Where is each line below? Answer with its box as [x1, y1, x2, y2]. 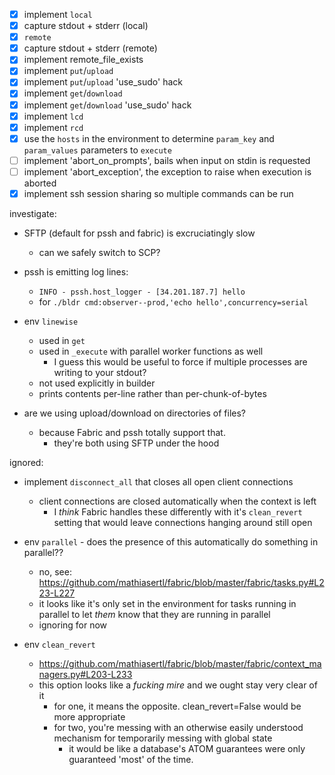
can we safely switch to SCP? [38, 246, 161, 258]
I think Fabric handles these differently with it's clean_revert [53, 505, 303, 518]
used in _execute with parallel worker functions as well [38, 345, 264, 357]
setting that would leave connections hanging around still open [53, 516, 313, 528]
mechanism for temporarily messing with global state [53, 732, 273, 744]
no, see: [38, 565, 72, 578]
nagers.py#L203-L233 [38, 668, 133, 680]
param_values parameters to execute [23, 144, 172, 156]
